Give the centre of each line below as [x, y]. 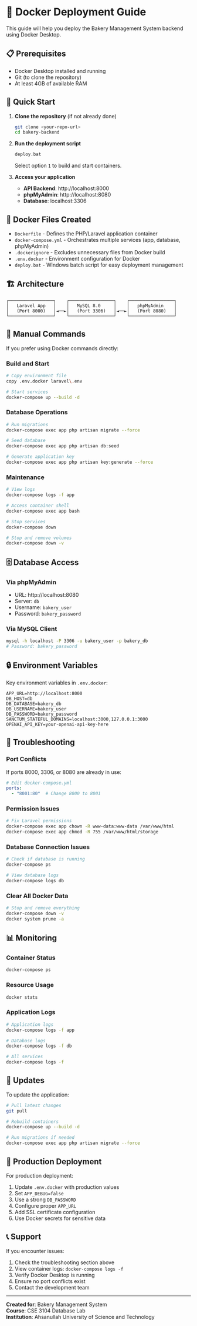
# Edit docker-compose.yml [39, 783]
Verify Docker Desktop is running [55, 1275]
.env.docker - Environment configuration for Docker [77, 259]
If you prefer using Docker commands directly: [62, 348]
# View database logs [33, 875]
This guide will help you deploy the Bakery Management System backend [95, 28]
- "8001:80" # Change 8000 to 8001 [56, 794]
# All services [25, 1057]
